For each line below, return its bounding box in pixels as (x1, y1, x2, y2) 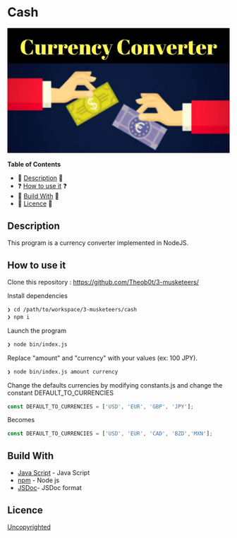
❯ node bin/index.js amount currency (7, 368, 119, 375)
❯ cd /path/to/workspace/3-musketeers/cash (7, 306, 138, 313)
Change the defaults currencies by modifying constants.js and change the (7, 381, 223, 389)
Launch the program (7, 326, 67, 335)
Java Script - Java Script (17, 469, 90, 477)
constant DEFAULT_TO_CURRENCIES (7, 388, 114, 397)
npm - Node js (17, 476, 60, 484)
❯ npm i (7, 313, 30, 321)
